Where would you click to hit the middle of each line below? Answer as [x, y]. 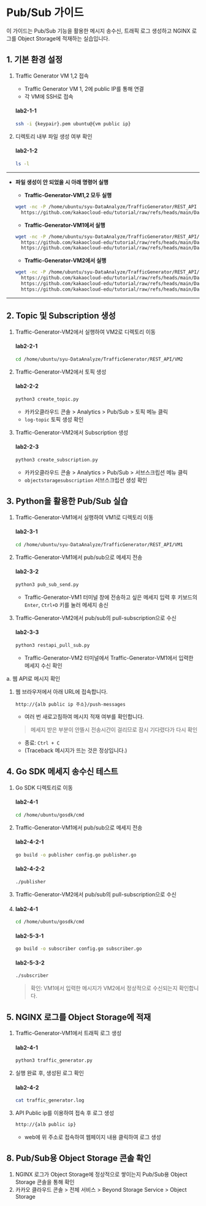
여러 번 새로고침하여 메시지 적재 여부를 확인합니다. [84, 716]
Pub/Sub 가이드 [45, 13]
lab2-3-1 [26, 531]
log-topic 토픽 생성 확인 [54, 419]
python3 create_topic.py [47, 399]
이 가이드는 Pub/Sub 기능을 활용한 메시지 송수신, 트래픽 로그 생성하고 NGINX [98, 31]
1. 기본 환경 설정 [35, 60]
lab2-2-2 [27, 386]
